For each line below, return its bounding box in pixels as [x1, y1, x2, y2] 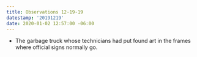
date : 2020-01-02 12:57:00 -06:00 [6, 20, 95, 26]
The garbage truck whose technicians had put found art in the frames [15, 37, 191, 45]
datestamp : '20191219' [6, 15, 64, 21]
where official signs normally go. [15, 44, 98, 51]
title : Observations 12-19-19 [6, 9, 84, 15]
